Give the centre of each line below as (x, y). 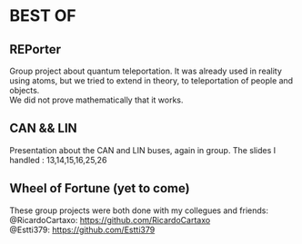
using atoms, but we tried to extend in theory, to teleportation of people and (151, 81)
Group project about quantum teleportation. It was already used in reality (146, 71)
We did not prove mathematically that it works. (96, 100)
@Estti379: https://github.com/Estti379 (82, 229)
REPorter (35, 49)
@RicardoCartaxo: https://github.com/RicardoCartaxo (110, 220)
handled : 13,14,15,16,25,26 (58, 160)
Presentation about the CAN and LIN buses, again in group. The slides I (143, 150)
